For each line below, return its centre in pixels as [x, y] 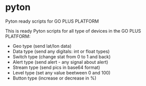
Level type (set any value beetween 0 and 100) [61, 72]
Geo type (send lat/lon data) [42, 46]
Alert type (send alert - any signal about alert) [60, 62]
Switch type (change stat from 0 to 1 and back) [62, 56]
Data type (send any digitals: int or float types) [61, 51]
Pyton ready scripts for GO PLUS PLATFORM [52, 21]
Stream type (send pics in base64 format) [56, 67]
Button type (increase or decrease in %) [54, 78]
